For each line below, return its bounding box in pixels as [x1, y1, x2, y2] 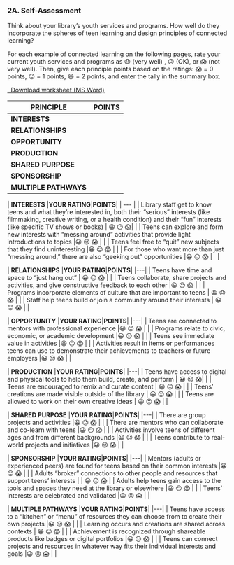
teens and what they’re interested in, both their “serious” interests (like [7, 208, 210, 216]
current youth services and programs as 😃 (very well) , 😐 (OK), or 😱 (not [7, 57, 220, 66]
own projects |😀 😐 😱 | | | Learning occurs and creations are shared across [7, 520, 226, 529]
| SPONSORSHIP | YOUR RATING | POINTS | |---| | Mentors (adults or [7, 454, 201, 463]
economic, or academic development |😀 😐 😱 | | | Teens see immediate [7, 332, 215, 340]
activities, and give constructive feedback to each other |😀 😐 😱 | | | [7, 281, 205, 289]
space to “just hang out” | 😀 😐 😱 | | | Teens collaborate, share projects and [7, 274, 227, 282]
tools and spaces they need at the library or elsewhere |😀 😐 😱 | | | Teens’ [7, 484, 222, 492]
